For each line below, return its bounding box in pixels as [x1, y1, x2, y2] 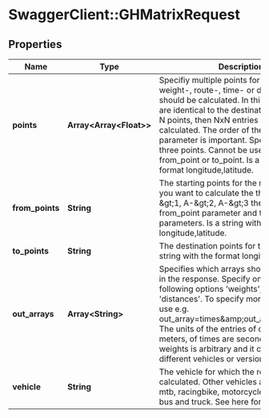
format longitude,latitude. [159, 165, 254, 175]
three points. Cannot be [159, 145, 248, 155]
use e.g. [159, 304, 190, 314]
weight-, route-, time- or [159, 85, 255, 95]
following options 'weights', [159, 284, 263, 294]
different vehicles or [159, 353, 235, 364]
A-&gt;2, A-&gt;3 [183, 197, 250, 209]
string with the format [159, 250, 240, 261]
